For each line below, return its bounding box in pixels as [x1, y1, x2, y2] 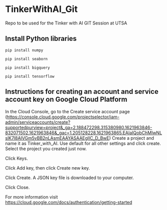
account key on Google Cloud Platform [5, 95, 128, 104]
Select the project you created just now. [5, 146, 87, 152]
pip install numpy [5, 47, 43, 53]
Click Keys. [5, 155, 28, 161]
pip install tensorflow [5, 74, 55, 79]
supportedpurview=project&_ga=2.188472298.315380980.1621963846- [5, 124, 153, 130]
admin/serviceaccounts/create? [5, 119, 71, 125]
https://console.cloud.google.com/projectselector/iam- [6, 114, 120, 120]
